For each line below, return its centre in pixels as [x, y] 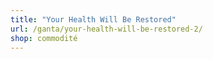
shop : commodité [44, 38]
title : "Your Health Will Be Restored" [93, 19]
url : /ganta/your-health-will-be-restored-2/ [106, 29]
